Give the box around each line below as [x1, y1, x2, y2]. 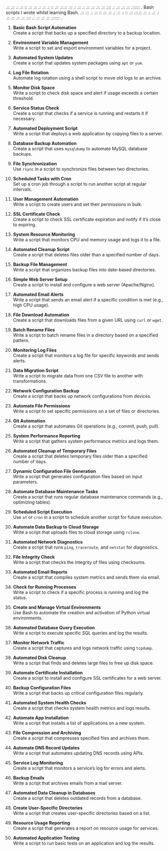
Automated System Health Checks [12, 700, 86, 705]
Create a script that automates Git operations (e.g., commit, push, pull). [12, 423, 159, 429]
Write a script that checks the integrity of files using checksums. [12, 559, 146, 565]
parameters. [12, 479, 38, 485]
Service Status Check [12, 105, 59, 111]
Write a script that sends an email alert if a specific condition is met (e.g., [12, 297, 163, 302]
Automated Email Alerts [12, 291, 64, 297]
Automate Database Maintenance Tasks [12, 489, 98, 495]
